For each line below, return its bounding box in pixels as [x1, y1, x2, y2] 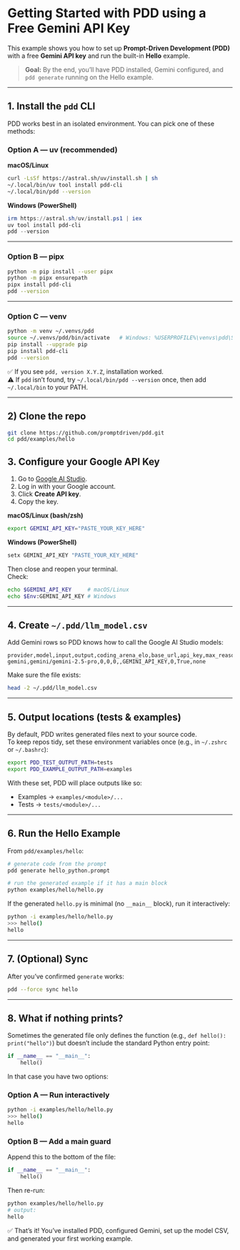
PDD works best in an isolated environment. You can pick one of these [7, 119, 215, 128]
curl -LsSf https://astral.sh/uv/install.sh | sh [7, 175, 159, 182]
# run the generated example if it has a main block [7, 880, 168, 887]
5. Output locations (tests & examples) [7, 711, 181, 723]
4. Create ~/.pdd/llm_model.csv [7, 620, 148, 632]
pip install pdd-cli [7, 348, 69, 355]
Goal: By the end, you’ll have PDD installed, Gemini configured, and [24, 65, 224, 74]
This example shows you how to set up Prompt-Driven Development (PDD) [7, 44, 231, 52]
